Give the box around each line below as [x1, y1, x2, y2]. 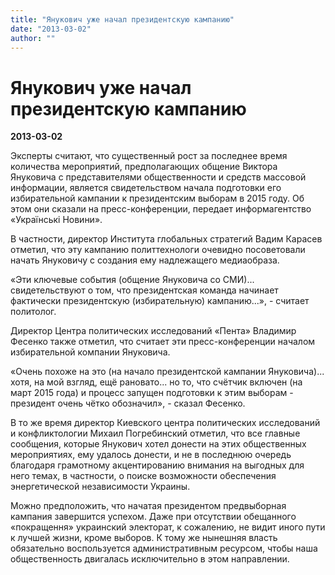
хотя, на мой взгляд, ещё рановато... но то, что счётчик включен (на [10, 376, 303, 388]
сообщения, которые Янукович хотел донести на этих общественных [10, 438, 307, 450]
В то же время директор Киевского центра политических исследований [10, 417, 321, 429]
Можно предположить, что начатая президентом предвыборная [10, 500, 287, 512]
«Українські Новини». [10, 214, 103, 226]
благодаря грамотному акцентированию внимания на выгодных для [10, 459, 305, 471]
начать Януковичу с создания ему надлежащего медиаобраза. [10, 254, 280, 266]
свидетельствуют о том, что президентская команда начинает [10, 284, 279, 296]
